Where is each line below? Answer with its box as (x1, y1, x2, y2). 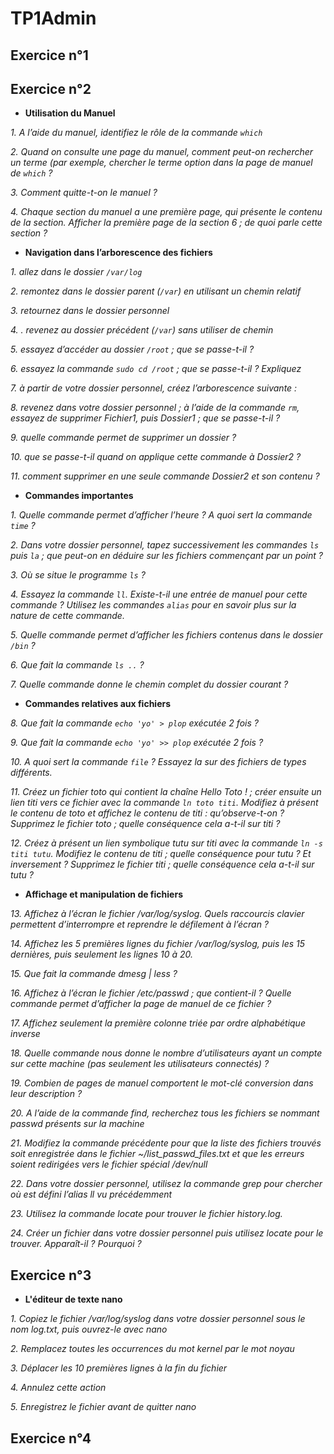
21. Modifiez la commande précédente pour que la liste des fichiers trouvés (10, 1137, 322, 1149)
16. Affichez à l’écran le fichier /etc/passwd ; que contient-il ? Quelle (10, 987, 292, 999)
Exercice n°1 (10, 47, 89, 64)
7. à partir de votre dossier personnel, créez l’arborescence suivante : (10, 382, 298, 394)
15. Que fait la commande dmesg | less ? (10, 968, 178, 980)
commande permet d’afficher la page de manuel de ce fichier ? (10, 998, 272, 1010)
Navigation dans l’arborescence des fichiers (24, 247, 213, 259)
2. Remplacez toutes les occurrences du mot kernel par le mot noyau (10, 1343, 295, 1355)
